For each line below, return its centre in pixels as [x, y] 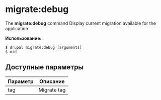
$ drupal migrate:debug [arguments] [44, 47]
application [17, 28]
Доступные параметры [45, 67]
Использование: [23, 38]
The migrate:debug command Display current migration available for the [80, 23]
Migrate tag [52, 90]
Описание [52, 81]
